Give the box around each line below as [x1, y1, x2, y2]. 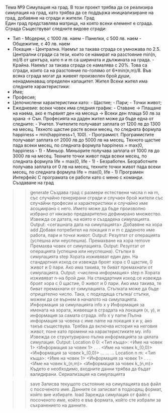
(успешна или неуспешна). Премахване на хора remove [30, 237, 150, 243]
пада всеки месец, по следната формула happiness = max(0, [12, 142, 143, 148]
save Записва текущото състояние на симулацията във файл [30, 381, 161, 387]
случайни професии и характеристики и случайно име [30, 200, 148, 206]
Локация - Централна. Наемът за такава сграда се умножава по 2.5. [12, 46, 161, 52]
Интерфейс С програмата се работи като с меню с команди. [12, 175, 144, 180]
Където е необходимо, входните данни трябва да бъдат [30, 366, 151, 372]
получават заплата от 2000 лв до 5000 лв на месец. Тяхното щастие [12, 137, 161, 143]
